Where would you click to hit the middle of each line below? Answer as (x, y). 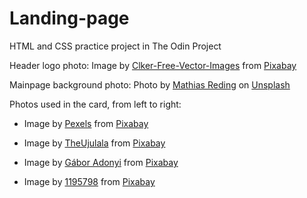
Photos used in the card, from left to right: (95, 104)
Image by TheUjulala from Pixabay (94, 143)
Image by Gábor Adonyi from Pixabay (101, 162)
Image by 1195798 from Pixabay (89, 181)
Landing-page (69, 18)
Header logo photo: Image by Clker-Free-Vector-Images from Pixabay (153, 65)
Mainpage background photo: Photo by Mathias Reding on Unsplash (150, 84)
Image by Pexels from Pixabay (86, 123)
